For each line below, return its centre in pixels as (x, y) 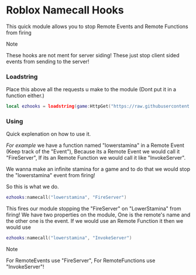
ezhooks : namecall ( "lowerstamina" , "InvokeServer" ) (69, 238)
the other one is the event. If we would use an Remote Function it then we (94, 221)
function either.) (25, 96)
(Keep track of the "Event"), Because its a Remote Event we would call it (93, 152)
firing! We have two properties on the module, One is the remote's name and (98, 215)
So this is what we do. (33, 187)
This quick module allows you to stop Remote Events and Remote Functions (97, 26)
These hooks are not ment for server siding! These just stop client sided (93, 55)
